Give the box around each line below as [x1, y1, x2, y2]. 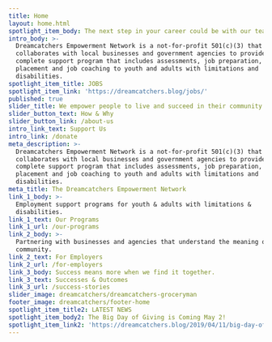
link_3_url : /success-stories [8, 283, 111, 292]
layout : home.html [8, 19, 70, 28]
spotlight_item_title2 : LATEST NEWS [8, 306, 132, 314]
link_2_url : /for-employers [8, 260, 104, 268]
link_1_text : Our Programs [8, 216, 100, 224]
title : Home [8, 11, 49, 20]
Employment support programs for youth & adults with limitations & [15, 200, 252, 208]
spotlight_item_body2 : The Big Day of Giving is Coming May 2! [8, 313, 227, 321]
